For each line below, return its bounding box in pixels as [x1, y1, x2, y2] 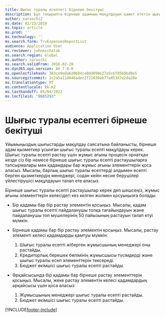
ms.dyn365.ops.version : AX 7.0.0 [5, 67, 74, 72]
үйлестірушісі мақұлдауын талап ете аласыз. [5, 178, 100, 184]
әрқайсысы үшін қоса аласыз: [12, 283, 76, 289]
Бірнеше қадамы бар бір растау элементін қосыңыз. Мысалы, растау [12, 227, 159, 233]
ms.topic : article [5, 25, 43, 30]
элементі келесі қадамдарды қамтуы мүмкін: [12, 232, 108, 238]
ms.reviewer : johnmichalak [5, 48, 60, 53]
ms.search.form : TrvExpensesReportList [5, 39, 87, 44]
